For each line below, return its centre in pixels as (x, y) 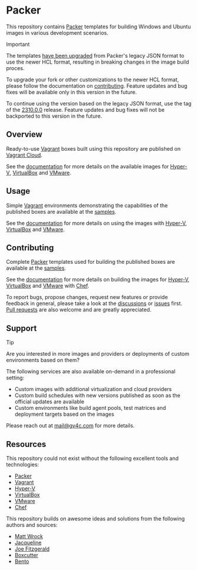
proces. (15, 68)
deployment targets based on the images (64, 414)
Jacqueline (28, 543)
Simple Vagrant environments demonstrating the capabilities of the (87, 205)
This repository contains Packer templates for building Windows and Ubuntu (98, 26)
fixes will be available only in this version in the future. (71, 92)
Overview (24, 135)
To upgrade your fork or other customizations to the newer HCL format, (93, 79)
